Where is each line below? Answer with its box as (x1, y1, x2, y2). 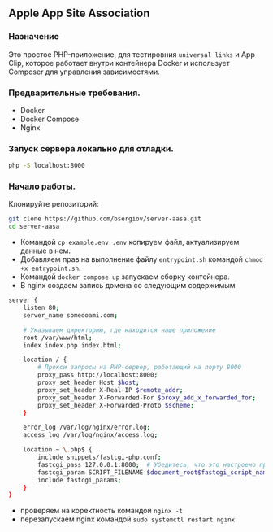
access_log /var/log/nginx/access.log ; (23, 431, 158, 439)
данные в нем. (19, 246, 71, 255)
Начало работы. (8, 181, 76, 192)
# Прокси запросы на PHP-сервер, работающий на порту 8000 (37, 364, 242, 372)
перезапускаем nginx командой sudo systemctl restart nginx (19, 514, 236, 524)
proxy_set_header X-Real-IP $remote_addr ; (37, 386, 184, 394)
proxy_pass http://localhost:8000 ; (37, 371, 158, 379)
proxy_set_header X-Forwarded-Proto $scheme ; (37, 401, 195, 409)
